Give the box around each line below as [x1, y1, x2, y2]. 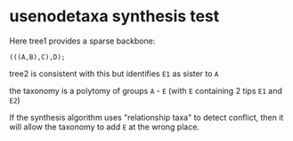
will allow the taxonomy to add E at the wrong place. [9, 121, 200, 132]
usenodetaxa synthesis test [9, 6, 220, 27]
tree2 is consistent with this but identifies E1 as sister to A [9, 68, 219, 79]
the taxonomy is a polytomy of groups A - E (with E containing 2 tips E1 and [9, 85, 282, 96]
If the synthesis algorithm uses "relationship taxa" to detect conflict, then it [9, 112, 284, 122]
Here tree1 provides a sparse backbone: [9, 35, 156, 46]
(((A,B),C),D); [9, 52, 66, 61]
